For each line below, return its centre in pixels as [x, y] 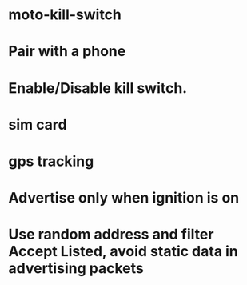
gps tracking [51, 161]
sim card [38, 124]
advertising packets [76, 269]
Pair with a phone [67, 52]
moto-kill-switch [65, 15]
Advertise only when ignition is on [124, 198]
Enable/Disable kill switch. [98, 88]
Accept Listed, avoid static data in [123, 252]
